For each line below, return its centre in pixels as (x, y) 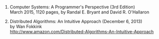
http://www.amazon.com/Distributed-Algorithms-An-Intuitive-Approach (82, 32)
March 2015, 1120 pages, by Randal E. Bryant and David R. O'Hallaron (79, 12)
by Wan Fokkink (26, 26)
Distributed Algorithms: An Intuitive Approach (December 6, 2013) (76, 21)
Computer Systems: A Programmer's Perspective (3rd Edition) (72, 7)
